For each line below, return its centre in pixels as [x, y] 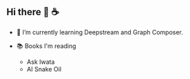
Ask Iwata [41, 62]
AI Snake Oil [44, 69]
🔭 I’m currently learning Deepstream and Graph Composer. [100, 32]
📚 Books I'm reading [46, 46]
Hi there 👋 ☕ [33, 12]
